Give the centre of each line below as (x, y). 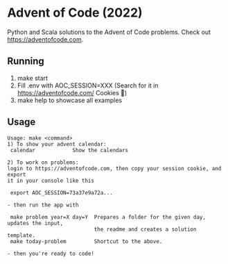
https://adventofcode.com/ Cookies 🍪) (72, 92)
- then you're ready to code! (51, 254)
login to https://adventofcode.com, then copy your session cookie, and (114, 168)
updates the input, (35, 223)
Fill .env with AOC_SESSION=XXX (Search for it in (88, 85)
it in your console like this (51, 181)
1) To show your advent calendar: (57, 144)
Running (26, 61)
